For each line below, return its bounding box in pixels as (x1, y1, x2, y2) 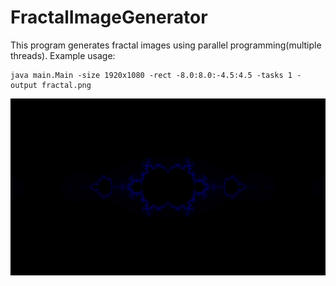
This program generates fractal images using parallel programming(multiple (10, 39, 322, 51)
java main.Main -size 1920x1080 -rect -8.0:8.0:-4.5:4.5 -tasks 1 (10, 70, 293, 80)
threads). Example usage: (10, 49, 116, 61)
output (10, 80, 38, 90)
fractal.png (41, 80, 92, 90)
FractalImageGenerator (10, 6, 208, 29)
